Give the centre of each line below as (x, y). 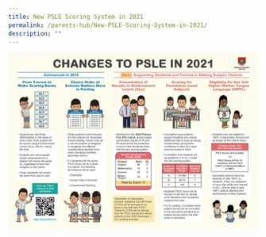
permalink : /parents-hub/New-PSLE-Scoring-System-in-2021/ (108, 25)
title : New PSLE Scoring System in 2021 (76, 17)
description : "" (35, 33)
